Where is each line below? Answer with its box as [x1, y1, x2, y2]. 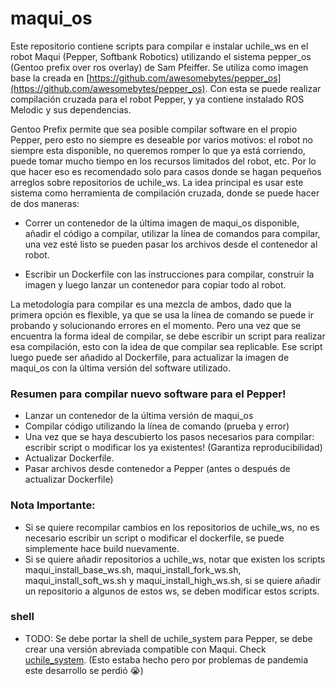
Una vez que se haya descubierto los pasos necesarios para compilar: [24, 431, 315, 443]
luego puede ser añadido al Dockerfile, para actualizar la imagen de [10, 351, 290, 363]
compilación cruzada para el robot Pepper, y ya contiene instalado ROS [10, 93, 305, 105]
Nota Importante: [10, 498, 96, 512]
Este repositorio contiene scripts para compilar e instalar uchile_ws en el [10, 40, 309, 52]
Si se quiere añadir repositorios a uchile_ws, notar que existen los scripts [24, 553, 326, 565]
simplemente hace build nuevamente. [24, 542, 180, 554]
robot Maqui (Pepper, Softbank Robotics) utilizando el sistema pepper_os [10, 50, 312, 62]
